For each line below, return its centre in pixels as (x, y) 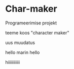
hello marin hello (23, 52)
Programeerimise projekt (31, 23)
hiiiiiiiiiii (13, 62)
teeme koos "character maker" (37, 32)
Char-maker (31, 9)
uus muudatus (20, 42)
